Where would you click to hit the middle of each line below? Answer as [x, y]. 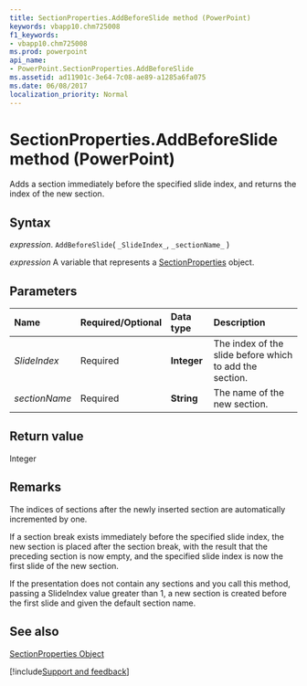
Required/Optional [122, 322]
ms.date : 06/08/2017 [49, 86]
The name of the [249, 393]
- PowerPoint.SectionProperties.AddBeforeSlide [102, 69]
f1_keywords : [34, 35]
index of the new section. [57, 194]
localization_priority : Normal [69, 94]
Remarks [36, 487]
